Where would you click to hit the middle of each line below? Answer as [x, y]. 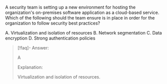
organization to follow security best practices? [53, 23]
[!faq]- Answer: [33, 48]
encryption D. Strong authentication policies [50, 38]
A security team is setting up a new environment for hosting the [71, 7]
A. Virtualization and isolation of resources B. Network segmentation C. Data [83, 33]
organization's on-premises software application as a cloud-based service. [82, 12]
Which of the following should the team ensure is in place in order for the [80, 18]
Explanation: [30, 67]
